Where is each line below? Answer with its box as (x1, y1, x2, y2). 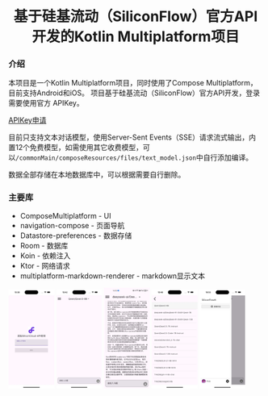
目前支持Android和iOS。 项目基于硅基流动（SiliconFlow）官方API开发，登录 (8, 88, 261, 98)
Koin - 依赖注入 (19, 251, 71, 261)
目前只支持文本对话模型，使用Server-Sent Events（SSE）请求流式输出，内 (8, 132, 257, 142)
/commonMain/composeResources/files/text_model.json (15, 154, 196, 162)
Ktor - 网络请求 (19, 261, 70, 270)
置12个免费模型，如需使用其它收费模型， (8, 143, 144, 152)
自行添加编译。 (203, 152, 253, 162)
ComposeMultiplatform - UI (19, 211, 111, 220)
